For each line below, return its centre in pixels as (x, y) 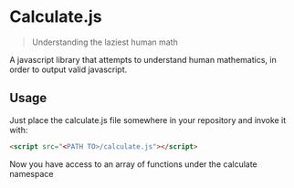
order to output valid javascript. (68, 69)
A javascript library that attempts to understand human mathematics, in (143, 59)
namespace (31, 173)
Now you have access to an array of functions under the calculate (133, 164)
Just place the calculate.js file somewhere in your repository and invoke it (148, 120)
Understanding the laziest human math (105, 42)
